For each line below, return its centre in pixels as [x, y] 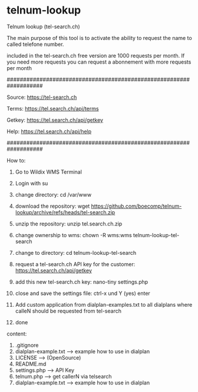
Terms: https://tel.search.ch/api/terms [53, 108]
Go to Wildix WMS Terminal [48, 172]
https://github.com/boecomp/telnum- [136, 206]
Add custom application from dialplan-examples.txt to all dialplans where [104, 304]
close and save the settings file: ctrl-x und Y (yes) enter [83, 293]
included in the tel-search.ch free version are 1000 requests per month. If [96, 55]
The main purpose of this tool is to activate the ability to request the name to [99, 38]
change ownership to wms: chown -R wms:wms [73, 235]
